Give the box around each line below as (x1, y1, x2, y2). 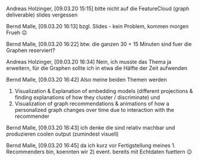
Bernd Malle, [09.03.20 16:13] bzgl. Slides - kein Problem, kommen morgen (6, 23, 189, 30)
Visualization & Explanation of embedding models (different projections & (14, 88, 193, 94)
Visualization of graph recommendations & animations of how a (14, 100, 170, 107)
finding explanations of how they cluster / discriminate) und (14, 94, 161, 101)
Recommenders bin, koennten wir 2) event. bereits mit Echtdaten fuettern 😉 (6, 148, 192, 155)
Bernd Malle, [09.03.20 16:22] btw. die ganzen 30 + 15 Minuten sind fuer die (6, 41, 192, 47)
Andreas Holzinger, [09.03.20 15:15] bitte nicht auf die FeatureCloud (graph (6, 5, 190, 12)
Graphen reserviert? (6, 47, 55, 54)
